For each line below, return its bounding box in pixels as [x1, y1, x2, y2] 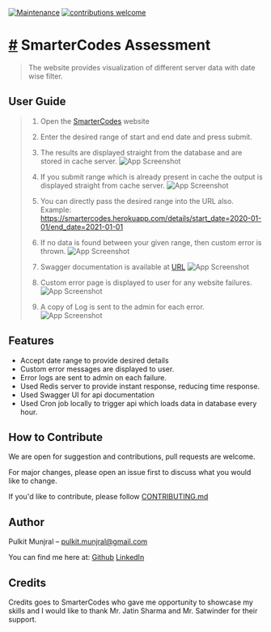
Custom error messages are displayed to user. [19, 364, 175, 374]
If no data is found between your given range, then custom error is [40, 237, 262, 247]
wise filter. [28, 71, 63, 81]
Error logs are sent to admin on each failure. [19, 372, 167, 382]
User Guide [8, 95, 66, 108]
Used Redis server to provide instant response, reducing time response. [19, 381, 260, 391]
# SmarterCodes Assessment [8, 36, 211, 54]
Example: [40, 205, 71, 214]
